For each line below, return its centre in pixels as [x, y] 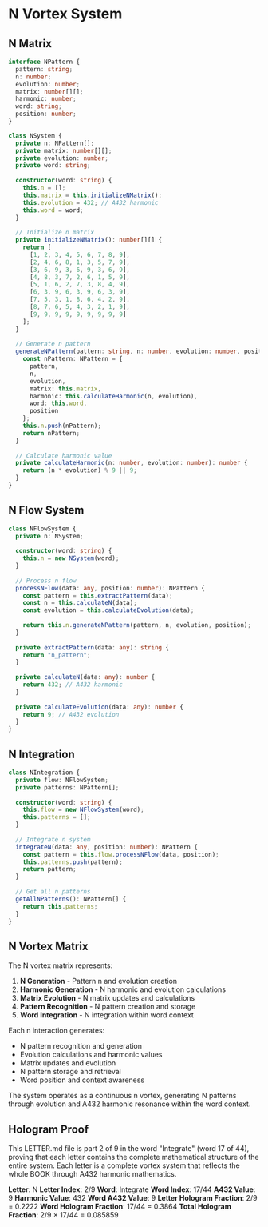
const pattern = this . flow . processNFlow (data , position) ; [121, 854]
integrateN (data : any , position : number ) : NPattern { [106, 847]
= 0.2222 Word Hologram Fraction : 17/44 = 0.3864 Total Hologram [120, 1206]
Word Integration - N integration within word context [106, 1015]
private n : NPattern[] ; [55, 143]
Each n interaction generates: [57, 1031]
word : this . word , [58, 404]
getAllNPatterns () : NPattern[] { [71, 899]
